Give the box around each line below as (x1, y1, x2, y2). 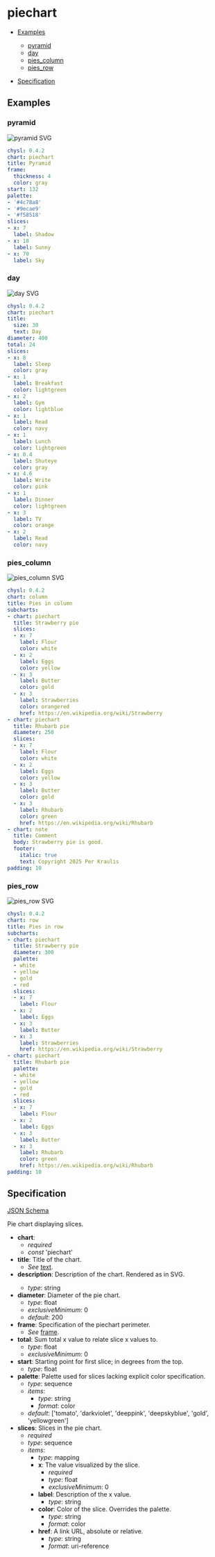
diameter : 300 (13, 949, 54, 956)
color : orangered (19, 703, 70, 710)
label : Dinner (13, 496, 54, 503)
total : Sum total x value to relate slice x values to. (17, 1335, 158, 1343)
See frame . (27, 1328, 60, 1336)
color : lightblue (13, 406, 64, 413)
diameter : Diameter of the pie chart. (17, 1290, 121, 1299)
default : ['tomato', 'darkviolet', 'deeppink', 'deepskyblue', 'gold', (27, 1408, 209, 1417)
